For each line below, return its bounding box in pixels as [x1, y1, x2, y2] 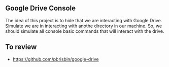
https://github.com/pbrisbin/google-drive [12, 56, 99, 62]
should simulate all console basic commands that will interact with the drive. [5, 28, 164, 34]
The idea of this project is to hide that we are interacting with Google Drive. [5, 17, 162, 23]
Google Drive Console [5, 4, 76, 13]
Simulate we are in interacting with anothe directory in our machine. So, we [5, 23, 162, 29]
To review [5, 43, 37, 51]
